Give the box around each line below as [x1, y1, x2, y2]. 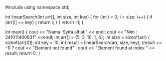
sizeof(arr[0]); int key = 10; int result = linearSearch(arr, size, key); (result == [5, 39, 162, 45]
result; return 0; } [5, 50, 40, 56]
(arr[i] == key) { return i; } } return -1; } [5, 19, 84, 25]
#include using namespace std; [5, 4, 70, 10]
